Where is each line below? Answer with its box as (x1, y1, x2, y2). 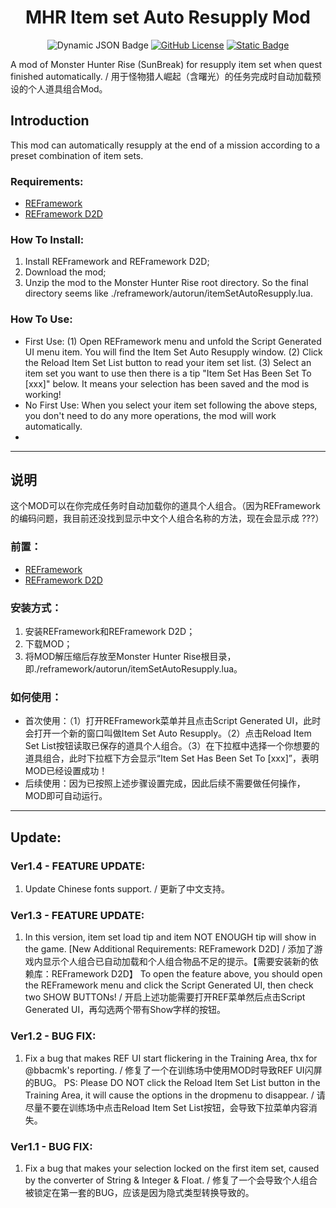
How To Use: (10, 312, 73, 326)
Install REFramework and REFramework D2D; (24, 256, 210, 268)
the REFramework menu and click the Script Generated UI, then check (24, 979, 314, 991)
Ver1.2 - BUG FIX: (10, 1029, 97, 1043)
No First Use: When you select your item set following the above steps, (24, 399, 318, 411)
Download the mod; (24, 266, 107, 278)
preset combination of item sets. (10, 149, 144, 161)
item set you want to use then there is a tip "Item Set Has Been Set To (24, 367, 312, 379)
